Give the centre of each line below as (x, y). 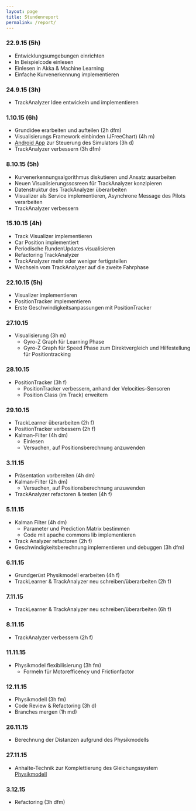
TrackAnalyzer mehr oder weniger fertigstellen (71, 261)
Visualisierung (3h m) (40, 335)
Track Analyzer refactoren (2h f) (53, 541)
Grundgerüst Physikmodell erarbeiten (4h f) (67, 575)
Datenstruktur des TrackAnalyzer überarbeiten (71, 189)
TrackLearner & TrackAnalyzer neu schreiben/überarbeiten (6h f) (93, 609)
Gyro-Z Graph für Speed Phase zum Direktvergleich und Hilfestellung (107, 348)
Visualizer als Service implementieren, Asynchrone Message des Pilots (100, 196)
